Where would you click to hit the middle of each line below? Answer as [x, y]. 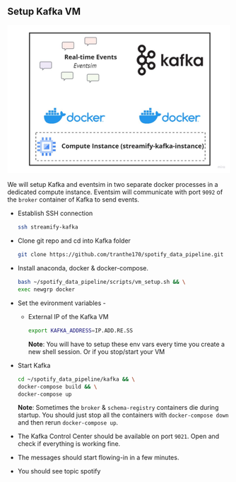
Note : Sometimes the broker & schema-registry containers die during [118, 408]
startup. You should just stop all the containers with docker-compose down [123, 415]
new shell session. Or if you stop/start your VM [96, 351]
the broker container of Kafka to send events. [73, 200]
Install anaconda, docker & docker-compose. [83, 268]
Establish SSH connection [55, 213]
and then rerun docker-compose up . [68, 423]
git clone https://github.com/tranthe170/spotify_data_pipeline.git [120, 255]
